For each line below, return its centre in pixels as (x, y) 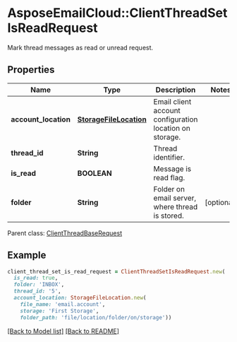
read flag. (169, 177)
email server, (175, 198)
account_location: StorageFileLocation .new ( (80, 298)
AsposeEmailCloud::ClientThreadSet (117, 13)
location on (172, 128)
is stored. (169, 216)
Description (176, 90)
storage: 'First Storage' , (60, 311)
